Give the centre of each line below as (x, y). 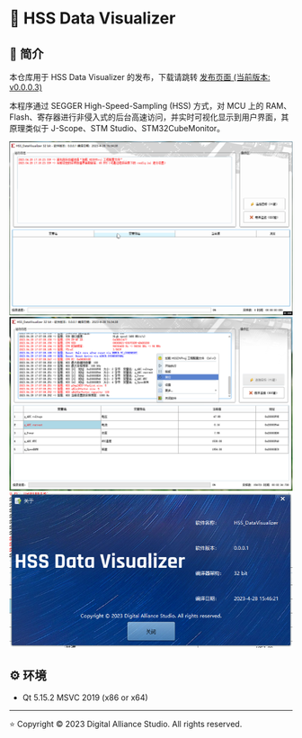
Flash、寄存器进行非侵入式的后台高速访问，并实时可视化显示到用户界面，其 (149, 117)
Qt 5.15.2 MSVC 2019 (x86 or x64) (85, 697)
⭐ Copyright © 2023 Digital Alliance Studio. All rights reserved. (126, 724)
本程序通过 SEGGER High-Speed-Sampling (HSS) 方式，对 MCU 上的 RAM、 (151, 106)
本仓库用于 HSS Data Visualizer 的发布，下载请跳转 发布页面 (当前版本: (140, 77)
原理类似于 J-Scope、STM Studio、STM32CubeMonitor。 (117, 128)
